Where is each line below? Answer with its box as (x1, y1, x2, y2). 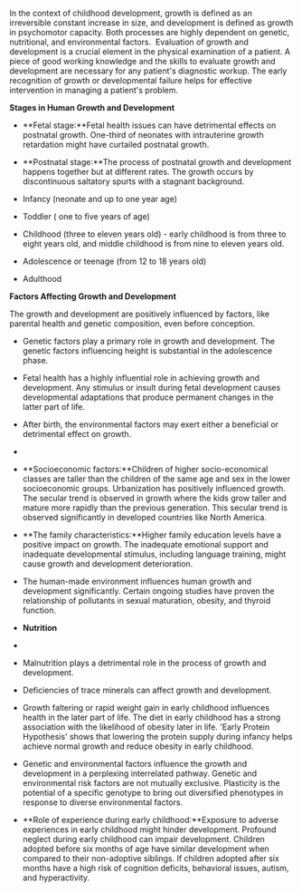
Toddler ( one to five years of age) (22, 211, 151, 221)
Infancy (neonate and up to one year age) (22, 194, 178, 204)
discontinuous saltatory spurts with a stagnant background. (22, 176, 245, 187)
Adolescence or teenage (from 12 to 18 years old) (22, 256, 207, 267)
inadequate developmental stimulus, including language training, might (22, 548, 287, 559)
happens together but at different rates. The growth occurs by (22, 167, 254, 177)
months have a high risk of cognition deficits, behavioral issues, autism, (22, 863, 289, 873)
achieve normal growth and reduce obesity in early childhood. (22, 741, 254, 751)
